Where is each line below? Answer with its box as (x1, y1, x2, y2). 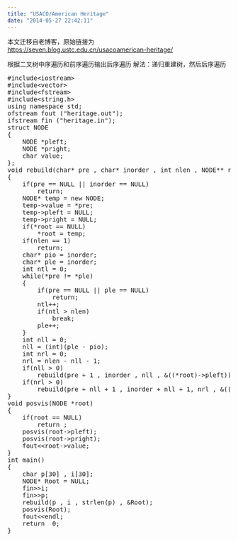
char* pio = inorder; (22, 250, 98, 259)
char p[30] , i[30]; (22, 470, 93, 478)
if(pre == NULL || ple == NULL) (37, 286, 150, 294)
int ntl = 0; (22, 264, 67, 273)
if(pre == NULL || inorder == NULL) (22, 180, 150, 188)
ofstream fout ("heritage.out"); (7, 109, 124, 117)
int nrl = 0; (22, 349, 67, 358)
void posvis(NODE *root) (7, 399, 93, 407)
